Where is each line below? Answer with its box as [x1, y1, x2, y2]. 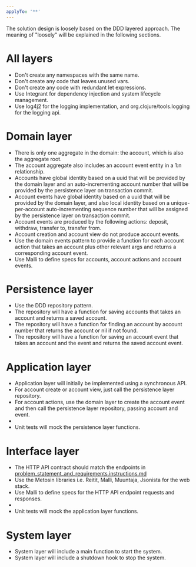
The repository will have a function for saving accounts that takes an [14, 308, 181, 316]
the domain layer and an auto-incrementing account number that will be [14, 181, 189, 188]
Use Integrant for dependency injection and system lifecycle [14, 90, 161, 97]
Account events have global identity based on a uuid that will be [14, 193, 170, 200]
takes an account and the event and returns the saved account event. [14, 340, 184, 347]
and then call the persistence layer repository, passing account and [14, 405, 178, 412]
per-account [14, 205, 45, 212]
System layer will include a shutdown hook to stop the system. [14, 554, 166, 561]
